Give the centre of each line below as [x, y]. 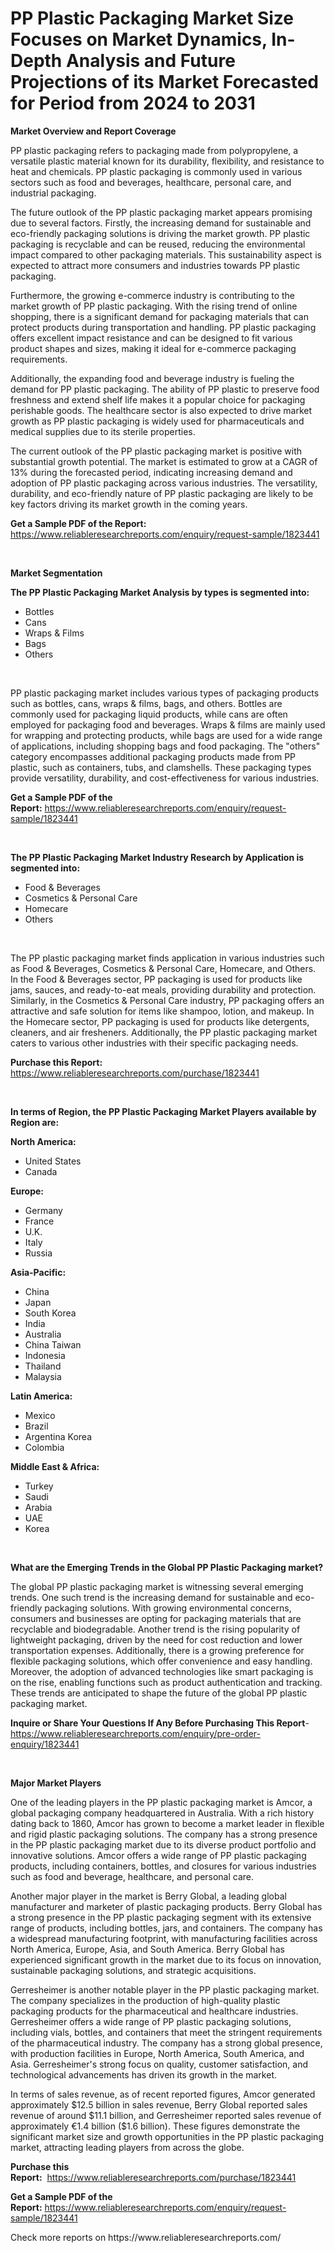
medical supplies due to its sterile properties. [103, 431]
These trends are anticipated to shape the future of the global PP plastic [159, 1693]
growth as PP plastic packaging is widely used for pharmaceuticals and [157, 421]
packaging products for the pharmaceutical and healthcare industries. [154, 2011]
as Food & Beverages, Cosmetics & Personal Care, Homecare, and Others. [163, 968]
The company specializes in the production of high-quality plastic [145, 2000]
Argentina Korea [58, 1436]
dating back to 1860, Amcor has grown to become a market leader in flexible [167, 1823]
